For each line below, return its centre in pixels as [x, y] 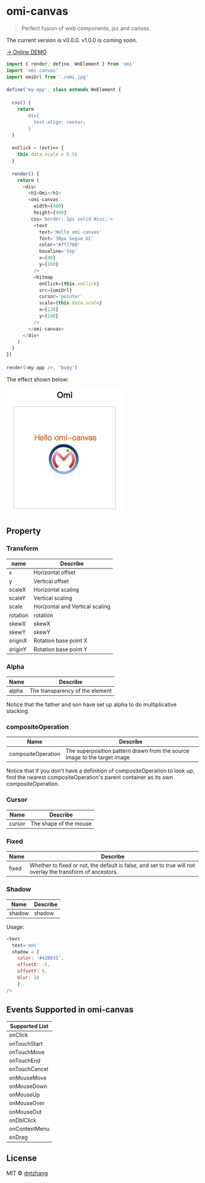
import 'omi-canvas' [33, 70]
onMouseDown [28, 1086]
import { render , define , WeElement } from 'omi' [71, 64]
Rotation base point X [60, 641]
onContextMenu [29, 1129]
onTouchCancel [29, 1069]
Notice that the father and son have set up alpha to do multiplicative [92, 704]
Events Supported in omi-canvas [70, 1010]
